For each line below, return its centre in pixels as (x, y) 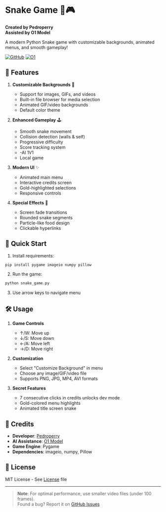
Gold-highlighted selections (48, 188)
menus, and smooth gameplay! (37, 47)
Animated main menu (41, 177)
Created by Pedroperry (29, 27)
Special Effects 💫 (30, 202)
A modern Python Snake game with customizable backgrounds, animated (80, 42)
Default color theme (40, 110)
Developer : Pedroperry (36, 436)
